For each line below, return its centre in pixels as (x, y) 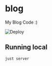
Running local (26, 47)
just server (17, 59)
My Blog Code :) (21, 22)
